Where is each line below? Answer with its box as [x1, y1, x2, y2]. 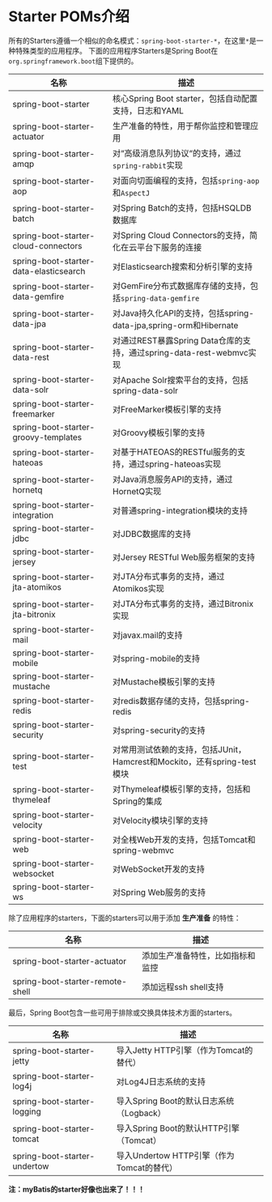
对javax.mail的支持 [112, 629, 184, 641]
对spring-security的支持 [112, 724, 206, 735]
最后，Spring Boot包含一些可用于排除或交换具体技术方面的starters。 [8, 1008, 237, 1017]
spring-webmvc [112, 844, 175, 855]
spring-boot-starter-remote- [12, 975, 127, 987]
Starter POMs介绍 [8, 7, 130, 26]
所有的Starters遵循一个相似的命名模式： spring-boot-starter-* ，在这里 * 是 [8, 36, 257, 45]
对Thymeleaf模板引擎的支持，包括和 [112, 783, 251, 795]
